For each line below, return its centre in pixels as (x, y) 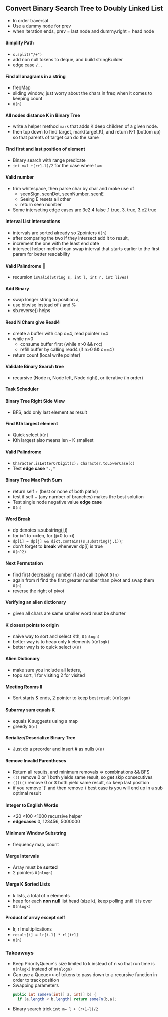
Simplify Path (20, 43)
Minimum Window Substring (36, 833)
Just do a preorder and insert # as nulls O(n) (59, 749)
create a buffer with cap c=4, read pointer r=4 (60, 333)
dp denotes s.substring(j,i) (40, 530)
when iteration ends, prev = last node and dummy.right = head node (83, 31)
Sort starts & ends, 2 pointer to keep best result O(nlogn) (71, 698)
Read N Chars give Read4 (33, 322)
